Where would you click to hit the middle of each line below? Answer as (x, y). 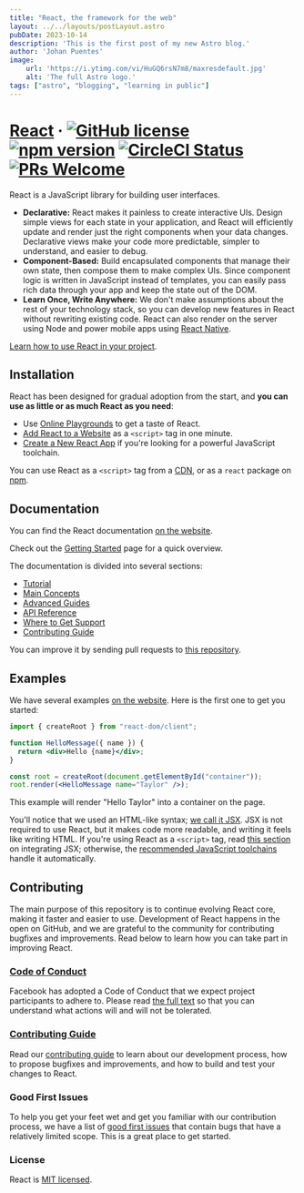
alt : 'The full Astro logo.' (81, 77)
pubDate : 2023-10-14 (49, 35)
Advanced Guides (56, 603)
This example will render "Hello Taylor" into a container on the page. (137, 802)
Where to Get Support (64, 622)
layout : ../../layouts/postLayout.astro (87, 26)
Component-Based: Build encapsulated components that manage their (156, 260)
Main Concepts (51, 594)
